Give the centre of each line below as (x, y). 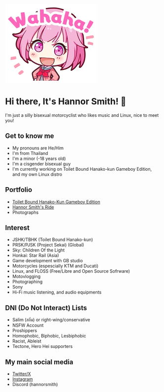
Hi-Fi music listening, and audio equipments (57, 292)
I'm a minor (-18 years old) (39, 158)
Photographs (25, 212)
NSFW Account (28, 325)
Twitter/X (21, 374)
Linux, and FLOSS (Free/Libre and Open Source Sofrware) (71, 271)
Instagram (22, 379)
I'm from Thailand (30, 153)
